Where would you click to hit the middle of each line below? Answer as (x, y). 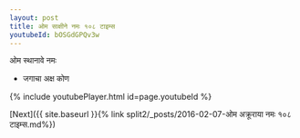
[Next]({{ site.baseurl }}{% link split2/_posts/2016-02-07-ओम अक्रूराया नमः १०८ (150, 114)
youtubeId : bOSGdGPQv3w (55, 34)
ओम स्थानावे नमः (33, 61)
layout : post (34, 18)
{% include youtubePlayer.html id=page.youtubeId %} (111, 97)
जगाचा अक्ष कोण (46, 79)
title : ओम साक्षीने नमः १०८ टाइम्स (62, 26)
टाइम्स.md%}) (33, 124)
